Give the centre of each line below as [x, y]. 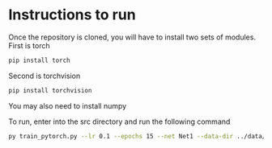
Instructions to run [72, 15]
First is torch [29, 45]
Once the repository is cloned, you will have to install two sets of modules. [132, 37]
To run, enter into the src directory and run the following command [119, 121]
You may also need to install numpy [68, 105]
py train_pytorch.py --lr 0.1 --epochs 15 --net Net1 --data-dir [121, 136]
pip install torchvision [50, 90]
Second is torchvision [45, 76]
